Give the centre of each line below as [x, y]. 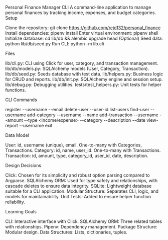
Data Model [17, 135]
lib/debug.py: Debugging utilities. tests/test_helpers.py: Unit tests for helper [83, 85]
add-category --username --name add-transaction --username [93, 115]
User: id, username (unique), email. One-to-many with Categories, [73, 145]
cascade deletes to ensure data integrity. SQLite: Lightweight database [78, 186]
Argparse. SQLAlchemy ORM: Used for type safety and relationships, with [81, 180]
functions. [16, 90]
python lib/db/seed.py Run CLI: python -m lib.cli [55, 44]
